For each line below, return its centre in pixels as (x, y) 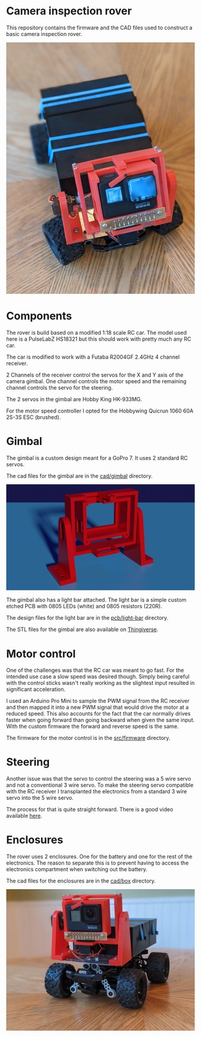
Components (39, 316)
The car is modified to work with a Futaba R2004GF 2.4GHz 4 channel (93, 357)
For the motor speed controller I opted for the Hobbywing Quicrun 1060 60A (100, 411)
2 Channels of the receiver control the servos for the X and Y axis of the (95, 375)
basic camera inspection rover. (44, 34)
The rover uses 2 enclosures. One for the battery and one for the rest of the (99, 857)
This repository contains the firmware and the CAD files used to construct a (99, 28)
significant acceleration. (36, 689)
